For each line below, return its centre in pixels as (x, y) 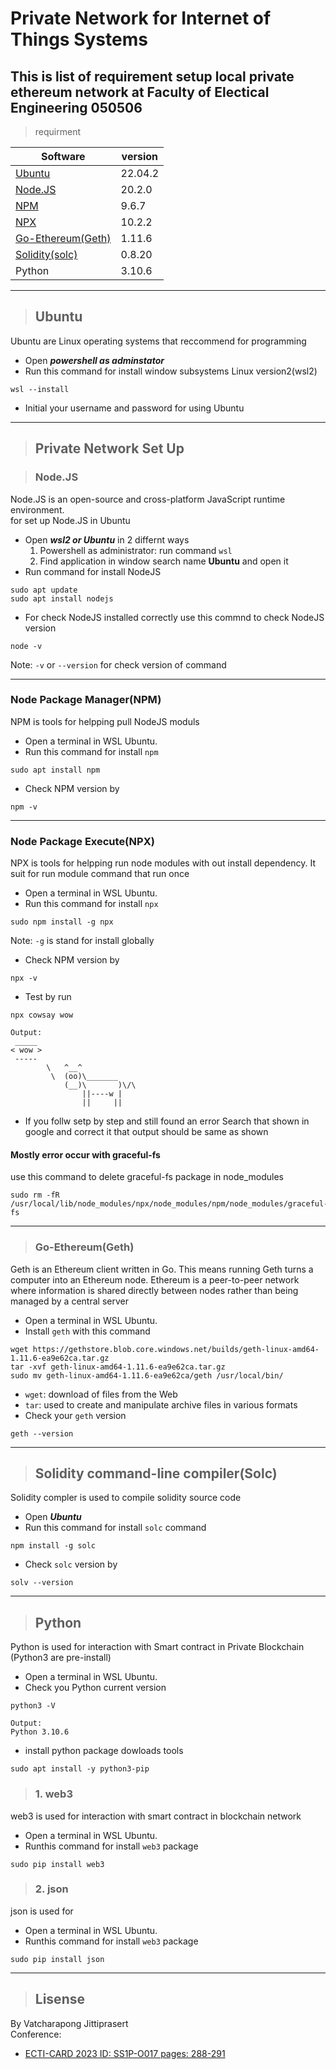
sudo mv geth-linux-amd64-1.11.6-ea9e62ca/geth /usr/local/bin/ (147, 1375)
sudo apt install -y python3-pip (80, 1769)
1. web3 (53, 1794)
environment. (37, 509)
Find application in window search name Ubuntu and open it (164, 561)
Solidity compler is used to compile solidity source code (126, 1498)
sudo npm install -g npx (62, 922)
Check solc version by (71, 1564)
